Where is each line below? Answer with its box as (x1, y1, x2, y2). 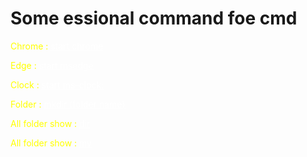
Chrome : (10, 40, 49, 52)
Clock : (10, 78, 40, 91)
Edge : (10, 59, 37, 71)
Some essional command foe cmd (10, 7, 298, 30)
